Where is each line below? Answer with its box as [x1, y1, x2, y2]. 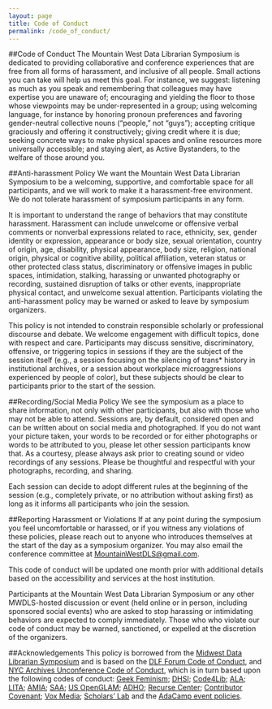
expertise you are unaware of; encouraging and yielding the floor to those [8, 93, 256, 102]
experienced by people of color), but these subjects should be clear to [8, 373, 244, 383]
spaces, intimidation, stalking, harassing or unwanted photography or [8, 270, 241, 280]
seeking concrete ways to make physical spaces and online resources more [8, 136, 262, 145]
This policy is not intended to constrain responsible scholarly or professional [8, 321, 264, 331]
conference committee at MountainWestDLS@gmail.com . [8, 549, 201, 559]
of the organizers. [8, 633, 68, 642]
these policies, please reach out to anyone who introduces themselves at [8, 532, 253, 542]
